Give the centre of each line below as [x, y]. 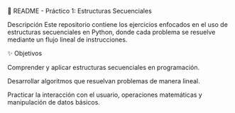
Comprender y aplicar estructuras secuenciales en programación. [104, 67]
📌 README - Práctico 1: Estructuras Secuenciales [80, 11]
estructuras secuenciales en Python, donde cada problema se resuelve [111, 32]
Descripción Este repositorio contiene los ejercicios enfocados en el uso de [118, 24]
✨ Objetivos [25, 53]
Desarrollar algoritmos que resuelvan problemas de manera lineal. [104, 81]
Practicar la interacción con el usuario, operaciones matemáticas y [105, 95]
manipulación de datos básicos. [54, 102]
